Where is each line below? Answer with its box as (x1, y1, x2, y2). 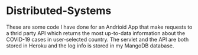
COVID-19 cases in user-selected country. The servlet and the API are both (6, 36, 189, 43)
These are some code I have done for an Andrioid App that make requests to (6, 23, 193, 30)
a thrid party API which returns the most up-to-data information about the (6, 29, 186, 36)
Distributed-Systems (6, 4, 112, 18)
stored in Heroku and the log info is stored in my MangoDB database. (6, 42, 174, 49)
